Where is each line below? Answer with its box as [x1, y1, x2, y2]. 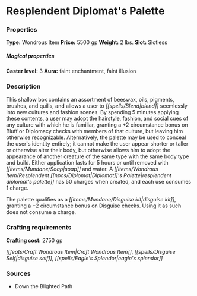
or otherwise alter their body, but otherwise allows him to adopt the [6, 146, 171, 153]
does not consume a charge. [6, 208, 77, 215]
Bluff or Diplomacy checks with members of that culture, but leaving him [6, 127, 183, 134]
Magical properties [6, 52, 55, 60]
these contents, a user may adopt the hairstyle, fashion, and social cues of [6, 115, 189, 122]
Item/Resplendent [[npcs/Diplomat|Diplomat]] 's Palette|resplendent [6, 171, 172, 179]
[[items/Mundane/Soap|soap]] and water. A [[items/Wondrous [6, 165, 158, 172]
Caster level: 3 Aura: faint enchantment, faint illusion [6, 67, 136, 75]
